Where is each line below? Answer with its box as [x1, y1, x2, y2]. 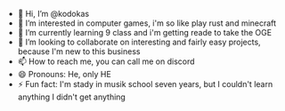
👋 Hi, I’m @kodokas [17, 9, 90, 19]
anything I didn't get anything [17, 91, 126, 102]
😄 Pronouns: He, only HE [17, 69, 111, 79]
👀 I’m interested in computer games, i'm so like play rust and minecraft [17, 18, 277, 28]
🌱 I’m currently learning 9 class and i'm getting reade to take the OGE [17, 28, 273, 37]
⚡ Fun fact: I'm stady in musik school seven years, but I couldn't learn [17, 79, 273, 89]
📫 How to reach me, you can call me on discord [17, 56, 195, 67]
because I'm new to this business [17, 46, 141, 57]
